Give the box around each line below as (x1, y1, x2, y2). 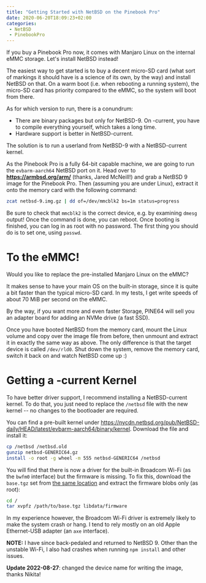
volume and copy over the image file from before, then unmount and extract (6, 332, 198, 339)
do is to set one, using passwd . (6, 229, 82, 236)
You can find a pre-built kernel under (6, 419, 100, 426)
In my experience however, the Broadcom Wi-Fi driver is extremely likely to (6, 514, 196, 522)
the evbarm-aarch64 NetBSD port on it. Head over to (6, 167, 136, 174)
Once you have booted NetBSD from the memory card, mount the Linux (6, 326, 187, 333)
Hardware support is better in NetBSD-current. (15, 130, 134, 137)
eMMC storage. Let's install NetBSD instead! (6, 55, 118, 63)
